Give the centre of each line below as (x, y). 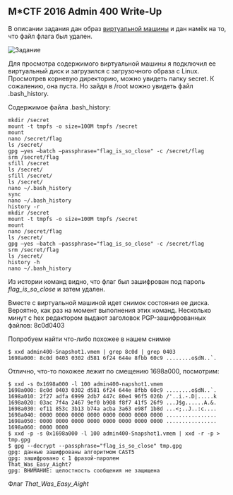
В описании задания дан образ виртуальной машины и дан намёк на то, (117, 28)
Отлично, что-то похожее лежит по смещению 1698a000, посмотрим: (114, 371)
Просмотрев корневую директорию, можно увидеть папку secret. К (111, 78)
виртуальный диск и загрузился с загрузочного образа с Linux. (104, 71)
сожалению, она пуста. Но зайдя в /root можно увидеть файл (101, 86)
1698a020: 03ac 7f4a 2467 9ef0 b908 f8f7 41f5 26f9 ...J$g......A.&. (113, 402)
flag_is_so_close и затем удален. (56, 289)
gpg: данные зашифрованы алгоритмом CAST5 (71, 452)
